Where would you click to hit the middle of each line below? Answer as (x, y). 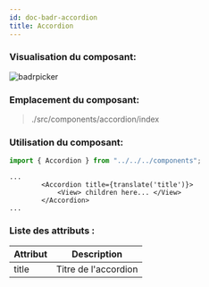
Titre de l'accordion (97, 269)
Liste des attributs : (52, 231)
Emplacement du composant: (75, 99)
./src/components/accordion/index (95, 119)
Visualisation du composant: (73, 57)
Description (97, 254)
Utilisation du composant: (67, 142)
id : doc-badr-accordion (54, 17)
